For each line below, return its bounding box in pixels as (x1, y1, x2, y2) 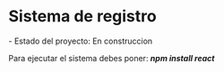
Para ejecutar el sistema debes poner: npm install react (8, 52, 215, 63)
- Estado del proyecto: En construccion (8, 36, 153, 46)
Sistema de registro (8, 6, 158, 27)
